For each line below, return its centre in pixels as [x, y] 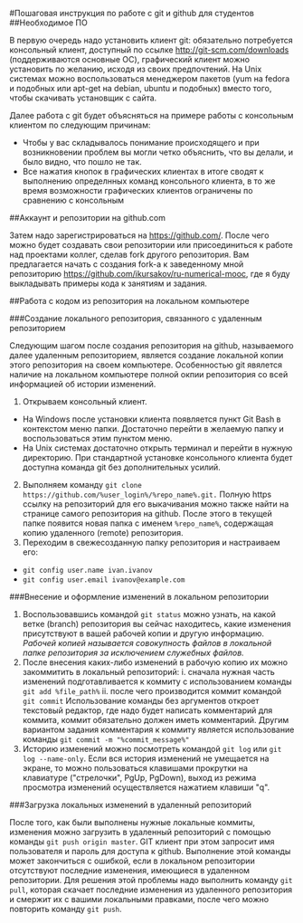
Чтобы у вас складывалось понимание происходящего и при [141, 143]
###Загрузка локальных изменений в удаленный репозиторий [130, 805]
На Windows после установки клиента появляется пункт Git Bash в [152, 419]
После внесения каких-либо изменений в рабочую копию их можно [155, 662]
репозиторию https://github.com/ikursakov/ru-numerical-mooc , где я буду [150, 274]
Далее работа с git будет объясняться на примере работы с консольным [151, 115]
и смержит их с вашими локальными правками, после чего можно [139, 899]
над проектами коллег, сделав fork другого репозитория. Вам [129, 254]
